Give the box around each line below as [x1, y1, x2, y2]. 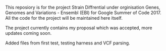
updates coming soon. [5, 30, 52, 36]
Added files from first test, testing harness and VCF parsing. [5, 40, 130, 46]
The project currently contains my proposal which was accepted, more [5, 25, 152, 31]
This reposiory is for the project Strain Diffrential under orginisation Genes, [5, 5, 160, 10]
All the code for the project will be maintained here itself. [5, 15, 123, 21]
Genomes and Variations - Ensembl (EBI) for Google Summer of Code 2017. [5, 10, 161, 16]
